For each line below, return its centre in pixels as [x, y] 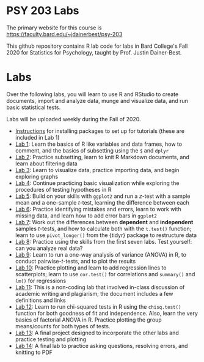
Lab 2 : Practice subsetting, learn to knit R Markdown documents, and [102, 157]
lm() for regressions [40, 281]
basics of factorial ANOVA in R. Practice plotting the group [88, 320]
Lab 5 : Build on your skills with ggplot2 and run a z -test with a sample [103, 196]
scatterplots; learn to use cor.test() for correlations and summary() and [105, 274]
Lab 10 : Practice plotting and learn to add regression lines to [91, 268]
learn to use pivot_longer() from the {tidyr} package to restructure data [106, 235]
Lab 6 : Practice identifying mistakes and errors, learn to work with [98, 209]
